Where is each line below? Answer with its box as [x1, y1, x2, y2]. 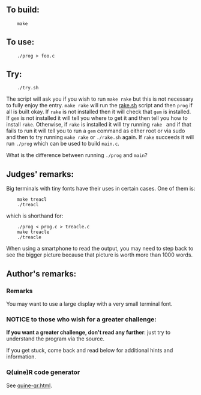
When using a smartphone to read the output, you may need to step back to [6, 245, 194, 252]
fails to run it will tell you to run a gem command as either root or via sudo [6, 127, 185, 134]
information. [6, 353, 37, 360]
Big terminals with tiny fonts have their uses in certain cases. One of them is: [6, 185, 196, 192]
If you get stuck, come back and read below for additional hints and [6, 347, 173, 354]
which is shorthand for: [6, 212, 64, 219]
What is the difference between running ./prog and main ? [6, 152, 148, 159]
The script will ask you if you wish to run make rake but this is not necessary [6, 95, 194, 102]
